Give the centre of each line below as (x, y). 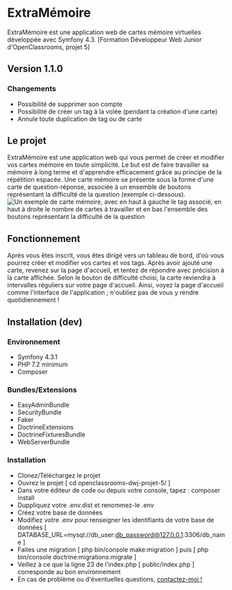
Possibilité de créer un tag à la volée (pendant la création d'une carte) (117, 111)
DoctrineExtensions (46, 428)
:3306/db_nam (204, 534)
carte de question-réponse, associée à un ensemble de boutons (99, 187)
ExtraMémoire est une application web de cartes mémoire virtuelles (104, 32)
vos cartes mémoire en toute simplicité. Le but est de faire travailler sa (108, 165)
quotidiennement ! (33, 300)
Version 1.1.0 (35, 69)
